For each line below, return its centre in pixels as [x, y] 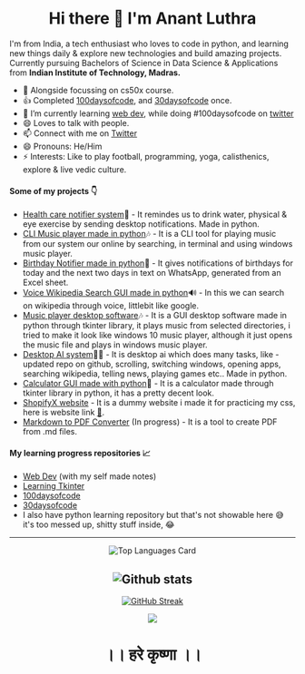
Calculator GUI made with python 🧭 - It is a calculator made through [148, 384]
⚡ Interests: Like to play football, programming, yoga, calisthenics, [146, 156]
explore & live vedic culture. [74, 169]
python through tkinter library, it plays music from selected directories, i [156, 326]
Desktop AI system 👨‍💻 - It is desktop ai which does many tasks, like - [151, 355]
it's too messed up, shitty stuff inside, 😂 [98, 524]
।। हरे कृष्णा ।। [152, 654]
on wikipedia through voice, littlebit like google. [111, 306]
